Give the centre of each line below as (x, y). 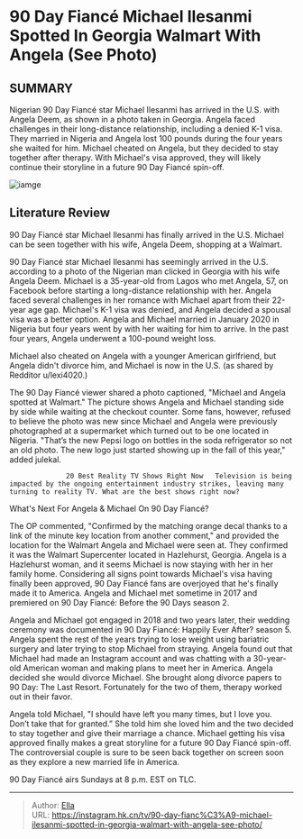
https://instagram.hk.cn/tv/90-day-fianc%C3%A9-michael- (162, 815)
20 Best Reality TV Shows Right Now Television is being (179, 476)
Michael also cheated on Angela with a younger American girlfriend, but (143, 356)
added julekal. (35, 459)
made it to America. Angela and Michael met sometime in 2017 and (133, 593)
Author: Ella (53, 805)
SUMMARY (41, 88)
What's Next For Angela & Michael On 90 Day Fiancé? (109, 508)
